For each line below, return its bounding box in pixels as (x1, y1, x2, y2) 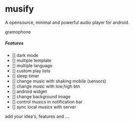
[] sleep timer (12, 73, 39, 79)
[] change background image (12, 93, 71, 99)
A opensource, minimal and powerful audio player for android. (5, 19, 130, 25)
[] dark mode (12, 52, 38, 58)
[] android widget (12, 89, 47, 94)
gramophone (5, 29, 31, 35)
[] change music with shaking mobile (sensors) (12, 78, 106, 84)
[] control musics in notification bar (12, 99, 83, 105)
